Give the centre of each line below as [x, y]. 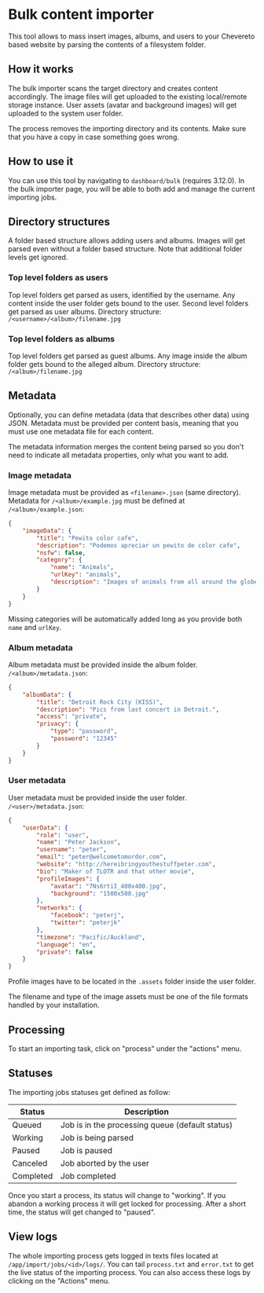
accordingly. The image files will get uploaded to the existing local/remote [128, 97]
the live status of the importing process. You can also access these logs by [130, 1272]
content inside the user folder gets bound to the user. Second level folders [128, 303]
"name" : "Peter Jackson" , [79, 842]
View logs [33, 1237]
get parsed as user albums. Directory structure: [85, 311]
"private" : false [64, 952]
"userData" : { [45, 828]
